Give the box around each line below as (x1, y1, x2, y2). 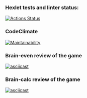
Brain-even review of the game (5, 52, 82, 59)
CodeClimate (5, 28, 38, 35)
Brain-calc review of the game (5, 76, 80, 83)
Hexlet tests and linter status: (5, 4, 79, 11)
